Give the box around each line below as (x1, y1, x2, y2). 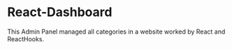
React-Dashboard (7, 4, 113, 20)
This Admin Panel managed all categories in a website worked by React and (7, 27, 226, 36)
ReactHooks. (7, 34, 44, 43)
